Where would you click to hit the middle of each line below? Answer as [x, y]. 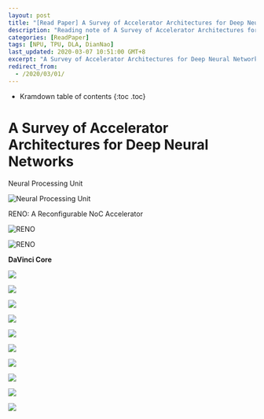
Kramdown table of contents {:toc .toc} [82, 96]
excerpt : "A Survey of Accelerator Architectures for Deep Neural [119, 60]
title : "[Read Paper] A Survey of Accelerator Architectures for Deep [126, 23]
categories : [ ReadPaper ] [49, 37]
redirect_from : [33, 67]
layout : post [29, 15]
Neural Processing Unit [46, 183]
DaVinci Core [30, 259]
